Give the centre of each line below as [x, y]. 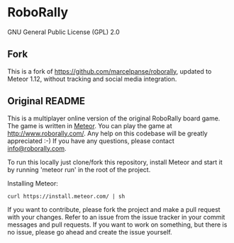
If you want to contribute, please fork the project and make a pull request [114, 209]
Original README [46, 101]
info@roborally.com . [37, 148]
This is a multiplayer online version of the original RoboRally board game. [114, 118]
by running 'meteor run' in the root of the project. [79, 169]
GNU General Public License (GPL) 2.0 [64, 32]
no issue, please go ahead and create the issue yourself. [90, 232]
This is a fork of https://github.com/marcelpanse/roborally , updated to [110, 71]
